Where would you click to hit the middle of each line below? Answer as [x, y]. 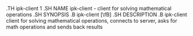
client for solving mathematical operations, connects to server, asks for [92, 21]
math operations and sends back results [54, 27]
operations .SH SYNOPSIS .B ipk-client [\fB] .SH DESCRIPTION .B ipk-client [96, 15]
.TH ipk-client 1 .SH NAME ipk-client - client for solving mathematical [89, 8]
